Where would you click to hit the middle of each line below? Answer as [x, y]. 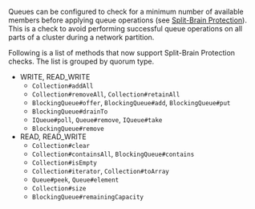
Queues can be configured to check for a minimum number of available [126, 12]
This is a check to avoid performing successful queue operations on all [125, 29]
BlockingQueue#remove [68, 129]
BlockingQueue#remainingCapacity [88, 197]
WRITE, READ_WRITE [55, 77]
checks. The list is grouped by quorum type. [81, 61]
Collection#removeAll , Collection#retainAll [106, 94]
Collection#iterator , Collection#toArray [101, 171]
